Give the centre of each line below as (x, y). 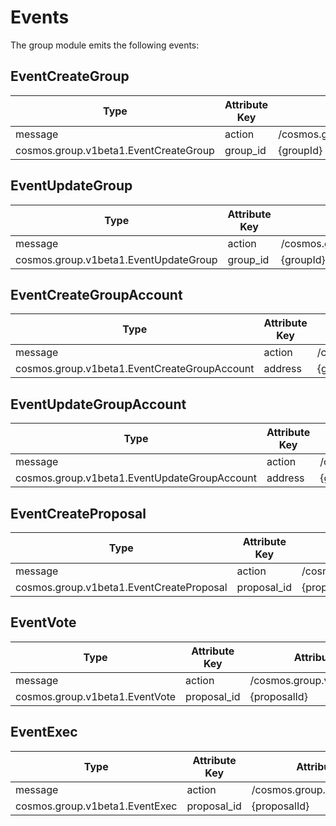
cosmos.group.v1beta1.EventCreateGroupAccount (135, 369)
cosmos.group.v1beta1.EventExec (96, 806)
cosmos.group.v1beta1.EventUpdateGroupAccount (136, 478)
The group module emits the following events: (105, 45)
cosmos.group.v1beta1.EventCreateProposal (121, 587)
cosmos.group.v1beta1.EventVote (96, 696)
